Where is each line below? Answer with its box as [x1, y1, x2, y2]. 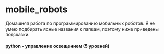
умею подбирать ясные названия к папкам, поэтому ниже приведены [5, 25, 159, 32]
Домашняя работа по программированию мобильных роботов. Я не [5, 20, 155, 26]
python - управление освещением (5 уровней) [5, 43, 110, 49]
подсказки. [5, 31, 30, 37]
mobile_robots [5, 4, 68, 15]
